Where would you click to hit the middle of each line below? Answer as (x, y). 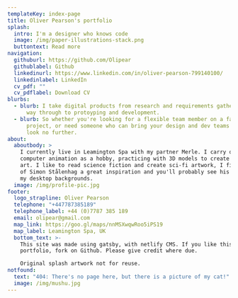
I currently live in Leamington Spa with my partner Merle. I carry (123, 152)
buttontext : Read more (47, 47)
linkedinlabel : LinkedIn (50, 80)
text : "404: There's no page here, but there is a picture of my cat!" (122, 277)
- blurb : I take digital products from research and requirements (114, 106)
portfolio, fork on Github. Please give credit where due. (109, 251)
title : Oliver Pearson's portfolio (60, 21)
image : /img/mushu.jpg (47, 283)
